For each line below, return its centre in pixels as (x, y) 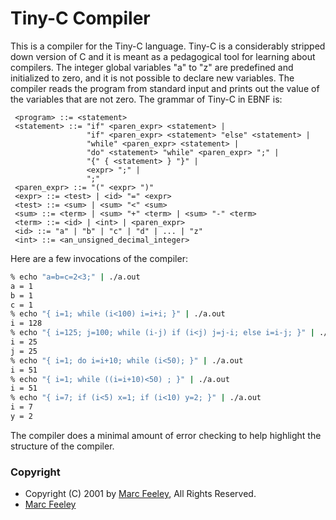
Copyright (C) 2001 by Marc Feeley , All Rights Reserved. (140, 494)
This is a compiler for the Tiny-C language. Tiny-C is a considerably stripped (168, 46)
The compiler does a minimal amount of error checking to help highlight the (166, 435)
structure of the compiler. (62, 446)
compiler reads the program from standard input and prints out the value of (165, 88)
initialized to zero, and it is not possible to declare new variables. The (152, 78)
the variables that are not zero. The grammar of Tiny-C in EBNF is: (146, 99)
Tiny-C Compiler (80, 18)
